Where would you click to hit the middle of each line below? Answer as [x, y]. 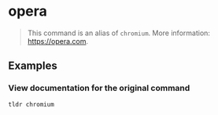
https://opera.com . [58, 41]
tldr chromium [31, 104]
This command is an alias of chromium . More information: [119, 33]
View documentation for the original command [99, 88]
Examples [33, 66]
